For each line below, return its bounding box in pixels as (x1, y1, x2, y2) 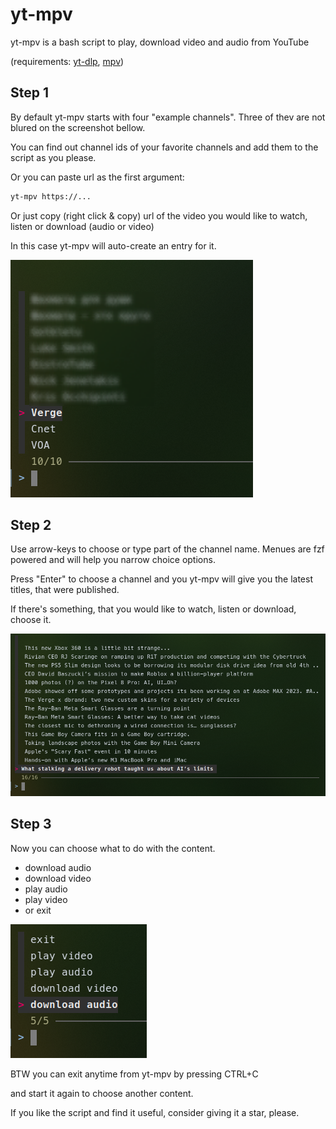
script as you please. (10, 151, 97, 163)
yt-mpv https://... (10, 191, 92, 202)
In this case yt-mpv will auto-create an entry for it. (10, 239, 217, 252)
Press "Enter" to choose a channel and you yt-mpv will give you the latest (10, 573, 313, 585)
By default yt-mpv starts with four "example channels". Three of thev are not (10, 111, 326, 123)
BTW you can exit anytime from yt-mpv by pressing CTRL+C (10, 1068, 259, 1080)
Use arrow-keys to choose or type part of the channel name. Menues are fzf (10, 543, 325, 555)
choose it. (10, 614, 52, 626)
